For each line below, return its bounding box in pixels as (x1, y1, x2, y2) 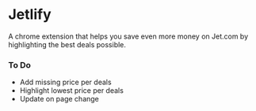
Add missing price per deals (19, 77, 113, 87)
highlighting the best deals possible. (8, 39, 127, 49)
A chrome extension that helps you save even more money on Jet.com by (8, 31, 249, 41)
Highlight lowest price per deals (19, 86, 124, 95)
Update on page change (19, 94, 99, 104)
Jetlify (8, 6, 52, 24)
